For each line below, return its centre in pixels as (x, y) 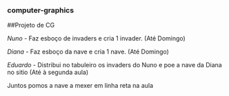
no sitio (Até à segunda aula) (48, 72)
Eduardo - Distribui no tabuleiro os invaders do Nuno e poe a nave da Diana (114, 65)
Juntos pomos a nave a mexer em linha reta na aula (80, 86)
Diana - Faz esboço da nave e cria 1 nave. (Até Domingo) (88, 52)
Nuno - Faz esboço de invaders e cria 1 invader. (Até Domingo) (97, 38)
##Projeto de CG (31, 25)
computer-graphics (41, 10)
